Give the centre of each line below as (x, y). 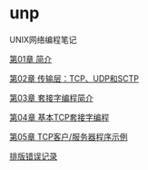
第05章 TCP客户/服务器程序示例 (69, 136)
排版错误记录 (33, 156)
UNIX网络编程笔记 (43, 39)
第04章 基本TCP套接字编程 (59, 117)
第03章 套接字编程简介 (51, 98)
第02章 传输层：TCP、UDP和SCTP (74, 78)
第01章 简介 (31, 58)
